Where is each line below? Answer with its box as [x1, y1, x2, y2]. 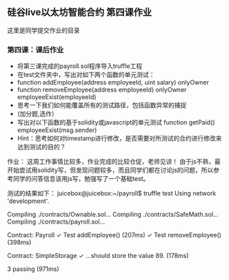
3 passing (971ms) [7, 265, 60, 273]
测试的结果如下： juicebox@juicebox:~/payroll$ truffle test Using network [7, 189, 217, 197]
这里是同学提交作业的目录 [7, 26, 80, 34]
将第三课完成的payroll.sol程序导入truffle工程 [17, 62, 143, 70]
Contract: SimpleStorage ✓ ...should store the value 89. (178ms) [7, 252, 189, 260]
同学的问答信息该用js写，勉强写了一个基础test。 [12, 175, 150, 183]
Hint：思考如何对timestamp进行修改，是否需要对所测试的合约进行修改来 [17, 134, 222, 142]
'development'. [7, 197, 50, 205]
